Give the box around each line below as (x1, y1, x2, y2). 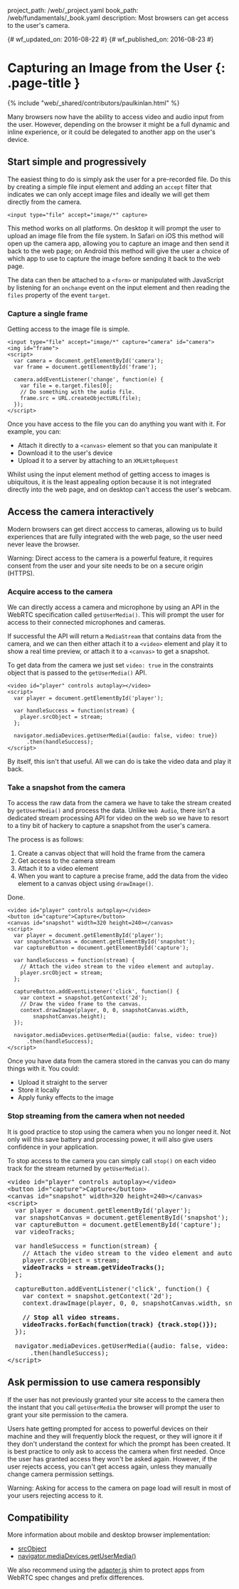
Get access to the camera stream (17, 857, 116, 865)
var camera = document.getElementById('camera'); (14, 357, 164, 364)
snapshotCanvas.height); (33, 1013, 107, 1021)
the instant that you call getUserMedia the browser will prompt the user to (7, 1403, 221, 1411)
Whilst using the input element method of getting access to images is (7, 470, 211, 479)
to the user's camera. (7, 21, 70, 29)
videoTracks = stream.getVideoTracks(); (22, 1263, 166, 1272)
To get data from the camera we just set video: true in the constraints (7, 661, 214, 670)
